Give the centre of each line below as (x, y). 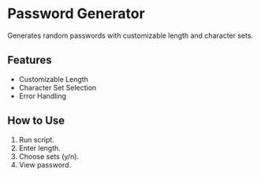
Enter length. (39, 148)
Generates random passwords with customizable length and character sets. (130, 35)
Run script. (36, 139)
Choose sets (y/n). (49, 156)
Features (30, 60)
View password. (45, 164)
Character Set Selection (58, 87)
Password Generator (76, 14)
